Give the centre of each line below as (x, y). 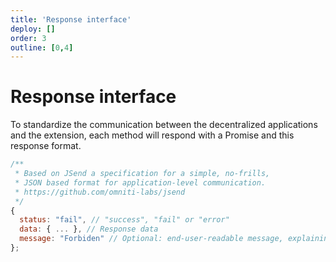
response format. (46, 146)
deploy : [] (33, 29)
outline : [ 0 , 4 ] (42, 47)
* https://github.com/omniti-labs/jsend (100, 192)
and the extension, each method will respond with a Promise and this (152, 135)
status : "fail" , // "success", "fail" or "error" (124, 220)
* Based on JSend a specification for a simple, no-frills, (142, 174)
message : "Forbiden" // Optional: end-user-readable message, (151, 239)
